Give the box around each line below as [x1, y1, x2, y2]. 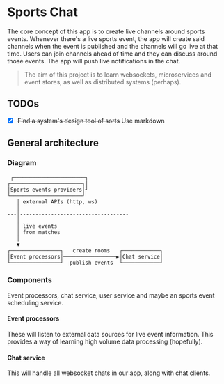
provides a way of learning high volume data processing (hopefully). [7, 337, 203, 346]
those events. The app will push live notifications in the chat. [7, 56, 181, 65]
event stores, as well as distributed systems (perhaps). [24, 77, 182, 86]
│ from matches [16, 229, 61, 236]
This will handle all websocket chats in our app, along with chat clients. [7, 369, 211, 377]
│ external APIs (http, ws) [16, 198, 98, 206]
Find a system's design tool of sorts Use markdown [17, 116, 165, 125]
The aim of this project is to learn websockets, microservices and [24, 70, 212, 79]
